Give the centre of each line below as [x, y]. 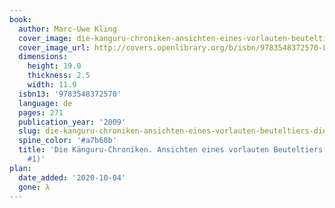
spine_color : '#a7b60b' [67, 141]
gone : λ [34, 187]
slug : [30, 131]
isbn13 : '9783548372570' [70, 94]
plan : [20, 168]
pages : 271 [41, 112]
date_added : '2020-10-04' [72, 177]
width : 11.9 [52, 85]
